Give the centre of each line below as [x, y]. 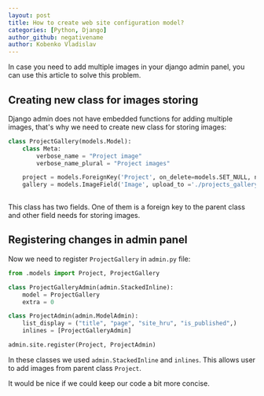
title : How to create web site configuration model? [96, 23]
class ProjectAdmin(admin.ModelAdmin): [73, 316]
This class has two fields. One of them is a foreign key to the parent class [127, 207]
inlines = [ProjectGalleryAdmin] [77, 331]
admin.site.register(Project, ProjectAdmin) [82, 345]
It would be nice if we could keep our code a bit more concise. [109, 383]
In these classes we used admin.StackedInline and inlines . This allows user [132, 360]
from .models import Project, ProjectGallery [84, 273]
